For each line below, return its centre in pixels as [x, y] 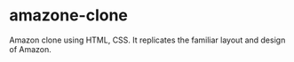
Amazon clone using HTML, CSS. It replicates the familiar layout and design [147, 40]
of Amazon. [30, 49]
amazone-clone [69, 15]
